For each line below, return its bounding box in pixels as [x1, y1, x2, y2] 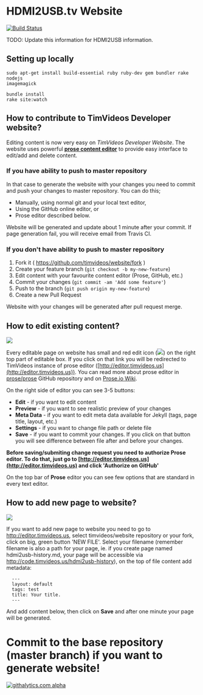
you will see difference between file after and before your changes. [15, 437, 184, 444]
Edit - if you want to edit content [15, 398, 97, 406]
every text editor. [6, 480, 49, 487]
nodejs [6, 75, 23, 81]
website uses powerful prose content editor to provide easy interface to [6, 145, 188, 153]
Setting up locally [6, 54, 74, 64]
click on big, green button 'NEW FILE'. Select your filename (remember [6, 538, 184, 545]
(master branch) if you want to [6, 648, 163, 662]
